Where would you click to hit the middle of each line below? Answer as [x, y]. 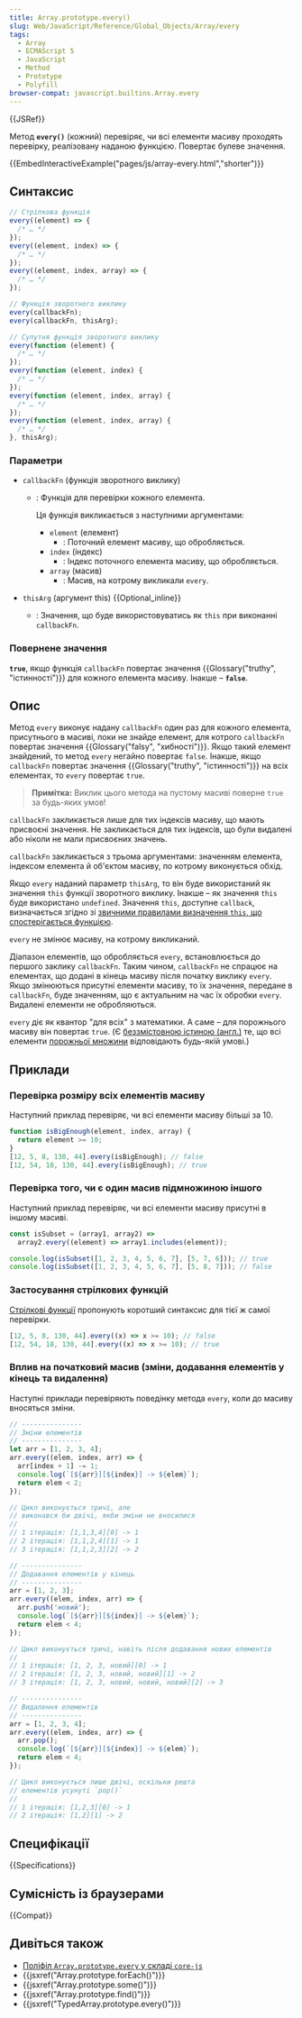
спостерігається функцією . [61, 922]
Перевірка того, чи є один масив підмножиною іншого [136, 1188]
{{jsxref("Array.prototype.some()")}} [90, 1985]
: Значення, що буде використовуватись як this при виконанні [156, 616]
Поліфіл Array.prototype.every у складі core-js [112, 1965]
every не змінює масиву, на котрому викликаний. [105, 939]
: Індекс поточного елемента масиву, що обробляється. [170, 562]
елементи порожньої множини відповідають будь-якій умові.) [129, 1041]
